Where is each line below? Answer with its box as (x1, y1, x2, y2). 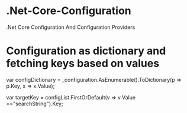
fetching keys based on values (6, 57, 160, 70)
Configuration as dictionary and (6, 44, 166, 58)
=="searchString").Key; (6, 100, 63, 107)
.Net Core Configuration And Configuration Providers (6, 24, 136, 31)
